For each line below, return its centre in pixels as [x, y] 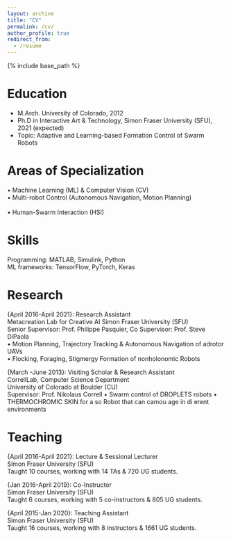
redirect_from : [29, 40]
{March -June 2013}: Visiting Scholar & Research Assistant [91, 372]
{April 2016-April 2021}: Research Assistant [69, 314]
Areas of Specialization [76, 171]
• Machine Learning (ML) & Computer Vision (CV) [78, 190]
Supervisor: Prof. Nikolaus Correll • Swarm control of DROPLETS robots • [112, 394]
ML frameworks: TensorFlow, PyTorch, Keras [71, 267]
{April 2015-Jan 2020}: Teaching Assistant [68, 513]
